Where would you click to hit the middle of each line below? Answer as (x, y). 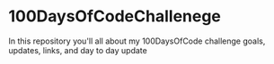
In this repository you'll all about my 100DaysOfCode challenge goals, (137, 41)
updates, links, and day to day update (78, 50)
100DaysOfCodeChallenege (115, 16)
